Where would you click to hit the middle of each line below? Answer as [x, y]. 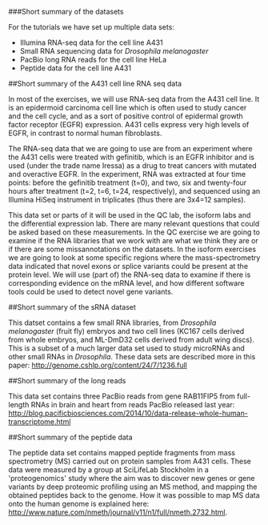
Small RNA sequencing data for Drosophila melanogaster [114, 51]
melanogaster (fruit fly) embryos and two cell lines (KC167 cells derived [126, 331]
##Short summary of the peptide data [71, 437]
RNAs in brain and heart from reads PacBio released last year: [133, 405]
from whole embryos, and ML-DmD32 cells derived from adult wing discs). [131, 340]
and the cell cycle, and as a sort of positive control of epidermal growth [126, 116]
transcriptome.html [40, 422]
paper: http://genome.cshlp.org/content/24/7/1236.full [98, 365]
